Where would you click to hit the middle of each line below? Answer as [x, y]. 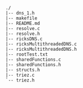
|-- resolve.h [23, 34]
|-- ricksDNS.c [24, 39]
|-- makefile [21, 18]
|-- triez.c [20, 75]
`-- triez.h [20, 80]
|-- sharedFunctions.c [33, 60]
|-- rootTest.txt [27, 54]
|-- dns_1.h [20, 13]
